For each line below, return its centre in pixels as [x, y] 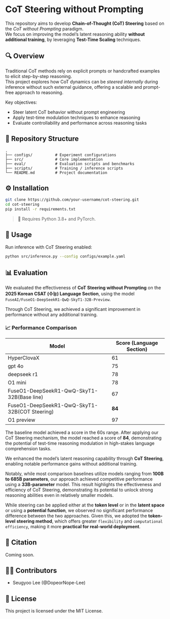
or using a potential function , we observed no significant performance [79, 510]
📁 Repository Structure [42, 139]
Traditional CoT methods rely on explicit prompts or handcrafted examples [83, 71]
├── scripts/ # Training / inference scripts [64, 168]
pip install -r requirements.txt [40, 209]
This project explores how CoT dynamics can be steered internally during [82, 82]
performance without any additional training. [51, 314]
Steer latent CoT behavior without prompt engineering [69, 112]
